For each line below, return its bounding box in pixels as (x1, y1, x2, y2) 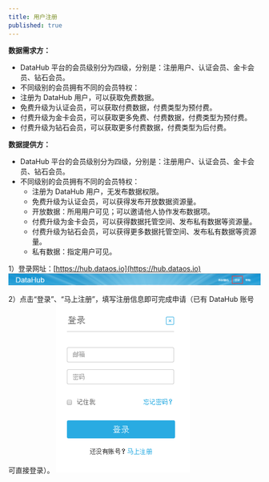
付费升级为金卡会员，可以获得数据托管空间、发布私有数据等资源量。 (31, 216, 257, 226)
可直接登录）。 (8, 465, 54, 475)
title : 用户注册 (8, 13, 58, 21)
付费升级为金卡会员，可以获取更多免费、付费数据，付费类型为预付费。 (19, 112, 252, 122)
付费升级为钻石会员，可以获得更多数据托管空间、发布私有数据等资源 (31, 227, 257, 236)
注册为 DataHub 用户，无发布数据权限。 (31, 187, 164, 196)
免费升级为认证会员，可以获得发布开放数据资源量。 (31, 196, 201, 206)
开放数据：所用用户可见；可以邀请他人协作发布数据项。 (31, 207, 215, 216)
